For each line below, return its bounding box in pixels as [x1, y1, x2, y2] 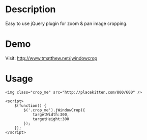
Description [5, 4, 56, 15]
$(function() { [14, 103, 47, 108]
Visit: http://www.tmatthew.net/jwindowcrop [5, 55, 98, 61]
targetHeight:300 [32, 116, 70, 122]
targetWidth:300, [32, 112, 70, 117]
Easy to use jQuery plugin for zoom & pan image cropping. [5, 20, 128, 26]
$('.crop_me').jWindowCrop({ [23, 107, 85, 113]
